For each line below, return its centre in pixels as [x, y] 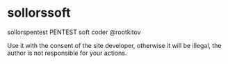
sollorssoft [39, 13]
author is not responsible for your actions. [67, 53]
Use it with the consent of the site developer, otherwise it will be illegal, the [114, 45]
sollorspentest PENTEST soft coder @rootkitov [74, 32]
